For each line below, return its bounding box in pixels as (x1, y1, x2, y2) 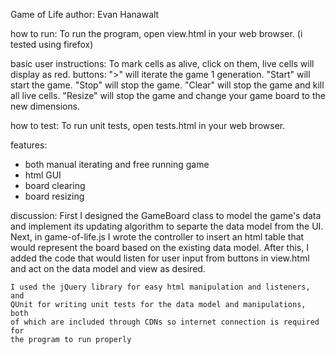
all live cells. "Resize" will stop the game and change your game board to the (10, 90, 326, 101)
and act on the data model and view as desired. (10, 263, 206, 274)
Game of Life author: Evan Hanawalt (10, 9, 160, 20)
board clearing (24, 180, 86, 191)
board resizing (24, 190, 85, 202)
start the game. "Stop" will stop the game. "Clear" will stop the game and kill (10, 79, 325, 91)
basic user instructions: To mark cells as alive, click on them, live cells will (10, 58, 315, 69)
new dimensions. (10, 100, 81, 112)
